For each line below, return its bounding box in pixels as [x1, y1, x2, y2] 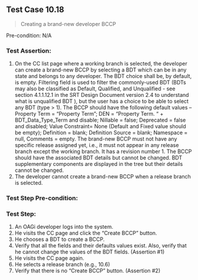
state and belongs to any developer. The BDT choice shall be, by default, [14, 73, 192, 80]
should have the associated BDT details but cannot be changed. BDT [14, 154, 183, 161]
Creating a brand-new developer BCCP [20, 20, 116, 27]
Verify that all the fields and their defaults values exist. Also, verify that [14, 242, 187, 249]
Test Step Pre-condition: [6, 194, 78, 203]
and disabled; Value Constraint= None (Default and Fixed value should [14, 123, 186, 130]
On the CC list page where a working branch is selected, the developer [14, 60, 187, 67]
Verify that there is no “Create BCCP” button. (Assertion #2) [14, 267, 161, 274]
